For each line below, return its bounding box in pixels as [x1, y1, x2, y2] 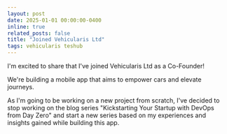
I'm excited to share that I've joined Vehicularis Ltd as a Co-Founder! [7, 62, 205, 70]
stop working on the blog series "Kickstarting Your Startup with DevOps [7, 104, 215, 112]
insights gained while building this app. [7, 119, 120, 126]
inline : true [7, 23, 46, 30]
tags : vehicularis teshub [7, 43, 83, 50]
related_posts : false [7, 29, 71, 37]
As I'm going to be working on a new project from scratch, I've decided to [7, 96, 220, 105]
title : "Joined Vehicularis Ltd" [7, 36, 105, 43]
